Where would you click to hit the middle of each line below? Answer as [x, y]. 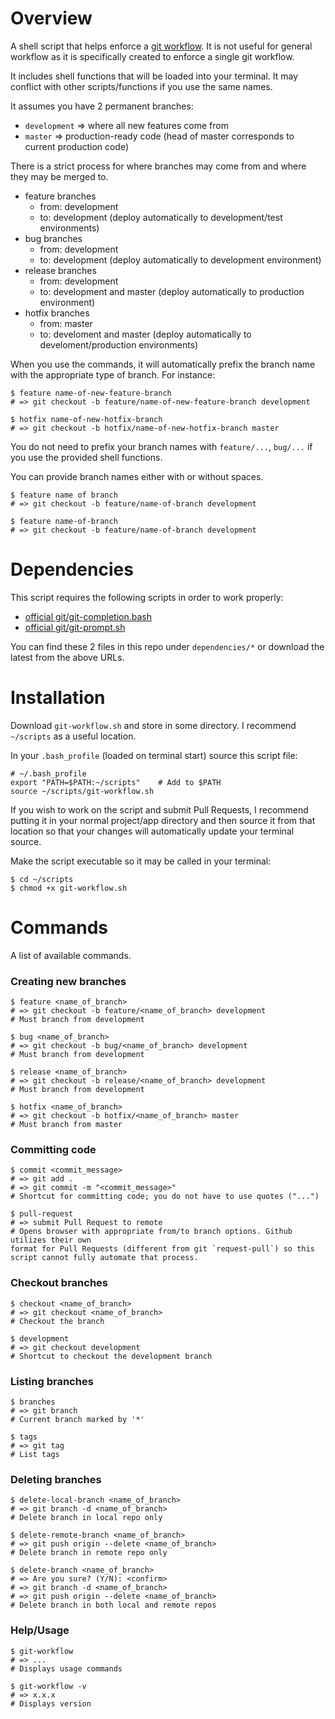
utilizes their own [51, 1240]
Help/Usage [40, 1630]
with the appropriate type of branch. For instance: [113, 374]
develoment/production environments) [119, 344]
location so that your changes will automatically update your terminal [152, 831]
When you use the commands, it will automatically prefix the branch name [163, 364]
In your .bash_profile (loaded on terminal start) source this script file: [154, 755]
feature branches [60, 196]
